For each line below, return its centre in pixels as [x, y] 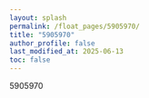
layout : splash [38, 18]
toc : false [30, 60]
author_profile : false [52, 43]
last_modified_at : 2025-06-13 [67, 52]
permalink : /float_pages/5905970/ [75, 26]
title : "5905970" [42, 34]
